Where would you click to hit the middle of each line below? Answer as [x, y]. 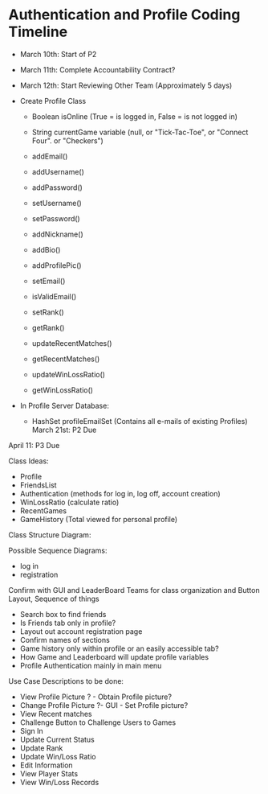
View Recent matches [56, 714]
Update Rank [41, 748]
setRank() [48, 312]
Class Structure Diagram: [50, 535]
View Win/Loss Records [59, 782]
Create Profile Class [53, 101]
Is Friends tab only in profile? [68, 623]
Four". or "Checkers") [68, 140]
